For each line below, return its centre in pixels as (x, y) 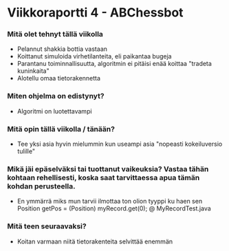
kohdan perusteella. (41, 186)
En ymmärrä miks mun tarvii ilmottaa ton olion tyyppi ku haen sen (110, 201)
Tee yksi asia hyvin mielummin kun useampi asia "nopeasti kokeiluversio (120, 144)
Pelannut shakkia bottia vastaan (62, 49)
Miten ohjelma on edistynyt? (56, 96)
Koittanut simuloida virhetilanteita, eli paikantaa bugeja (94, 56)
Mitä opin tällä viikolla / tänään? (61, 129)
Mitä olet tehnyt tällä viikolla (55, 34)
